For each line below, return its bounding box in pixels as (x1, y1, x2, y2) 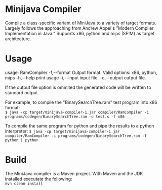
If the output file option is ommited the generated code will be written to (5, 84, 152, 90)
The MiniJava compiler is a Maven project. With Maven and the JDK (5, 170, 143, 177)
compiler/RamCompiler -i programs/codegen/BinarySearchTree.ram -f (5, 133, 147, 138)
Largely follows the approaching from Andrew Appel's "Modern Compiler (5, 25, 154, 31)
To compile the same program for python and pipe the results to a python (5, 123, 155, 128)
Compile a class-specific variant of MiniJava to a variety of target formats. (5, 20, 157, 26)
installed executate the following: (5, 176, 73, 182)
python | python (5, 137, 39, 142)
